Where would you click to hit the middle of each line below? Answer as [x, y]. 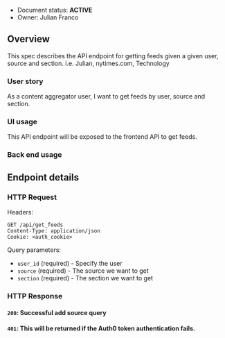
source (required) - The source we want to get [83, 271]
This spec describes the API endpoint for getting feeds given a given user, [113, 56]
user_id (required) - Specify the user [70, 264]
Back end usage [35, 155]
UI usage [22, 122]
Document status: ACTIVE [55, 10]
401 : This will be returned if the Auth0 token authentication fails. [101, 328]
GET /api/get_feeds [35, 225]
